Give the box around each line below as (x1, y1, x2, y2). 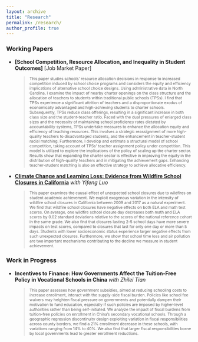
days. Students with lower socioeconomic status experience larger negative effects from (29, 228, 191, 234)
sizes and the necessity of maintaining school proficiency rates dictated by (29, 119, 166, 125)
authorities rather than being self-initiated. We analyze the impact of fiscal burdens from (29, 306, 190, 312)
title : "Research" (6, 14, 51, 20)
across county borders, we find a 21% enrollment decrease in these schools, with (29, 321, 178, 327)
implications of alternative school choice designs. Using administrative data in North (29, 85, 183, 91)
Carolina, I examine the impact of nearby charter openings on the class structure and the (29, 90, 192, 96)
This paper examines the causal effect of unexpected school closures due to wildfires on (29, 190, 192, 196)
